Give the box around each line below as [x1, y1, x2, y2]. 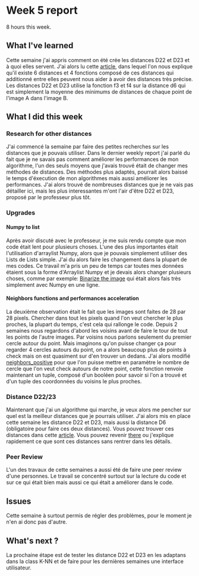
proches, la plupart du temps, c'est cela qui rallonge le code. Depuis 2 [6, 320, 178, 328]
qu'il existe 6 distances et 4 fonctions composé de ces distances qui [6, 69, 174, 76]
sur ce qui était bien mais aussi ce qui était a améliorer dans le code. [6, 479, 174, 486]
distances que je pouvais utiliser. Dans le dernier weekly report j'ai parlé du [6, 150, 190, 157]
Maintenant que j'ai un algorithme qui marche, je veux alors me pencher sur [6, 406, 191, 413]
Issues [6, 496, 31, 506]
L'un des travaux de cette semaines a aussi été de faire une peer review [6, 466, 182, 473]
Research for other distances [6, 129, 92, 138]
